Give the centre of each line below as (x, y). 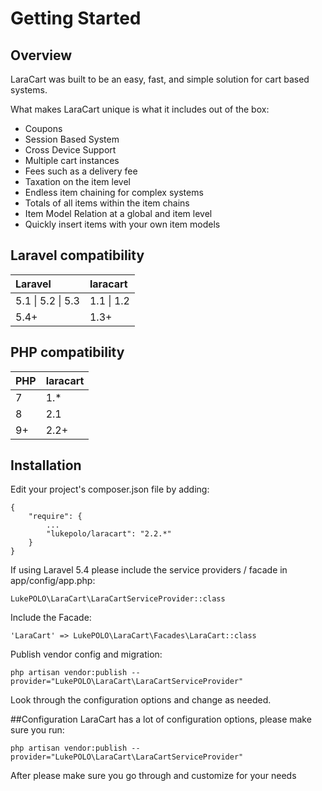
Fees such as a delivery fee (81, 171)
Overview (41, 55)
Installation (46, 465)
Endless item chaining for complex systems (114, 192)
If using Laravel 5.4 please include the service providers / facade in (149, 570)
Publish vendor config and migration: (86, 654)
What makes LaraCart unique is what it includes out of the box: (140, 109)
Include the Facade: (51, 618)
